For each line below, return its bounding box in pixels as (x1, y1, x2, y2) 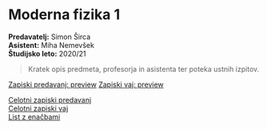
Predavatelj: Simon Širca (8, 32, 91, 41)
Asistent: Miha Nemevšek (8, 40, 94, 49)
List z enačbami (8, 111, 61, 121)
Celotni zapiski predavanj (8, 95, 92, 104)
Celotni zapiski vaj (8, 104, 69, 113)
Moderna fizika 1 (8, 6, 121, 24)
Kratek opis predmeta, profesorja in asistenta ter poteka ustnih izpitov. (27, 64, 260, 73)
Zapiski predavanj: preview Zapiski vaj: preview (8, 80, 164, 89)
